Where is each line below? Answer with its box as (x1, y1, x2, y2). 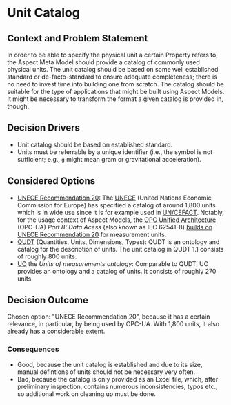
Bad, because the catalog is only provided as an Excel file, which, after (17, 375, 219, 383)
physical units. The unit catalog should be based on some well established (7, 66, 219, 73)
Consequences (7, 344, 60, 354)
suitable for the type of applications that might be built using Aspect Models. (7, 88, 225, 95)
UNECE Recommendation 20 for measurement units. (17, 230, 167, 238)
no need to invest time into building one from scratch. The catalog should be (7, 80, 224, 88)
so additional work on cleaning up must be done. (17, 389, 157, 398)
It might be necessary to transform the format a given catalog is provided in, (7, 95, 224, 103)
